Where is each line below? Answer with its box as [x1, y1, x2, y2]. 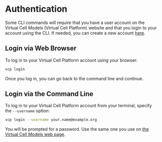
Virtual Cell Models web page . [5, 131, 66, 138]
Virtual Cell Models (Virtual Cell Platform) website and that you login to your [5, 24, 157, 30]
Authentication [5, 3, 67, 15]
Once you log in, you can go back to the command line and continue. [5, 75, 144, 81]
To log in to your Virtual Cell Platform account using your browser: [5, 57, 138, 63]
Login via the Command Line [5, 90, 94, 98]
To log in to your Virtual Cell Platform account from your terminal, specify [5, 103, 152, 109]
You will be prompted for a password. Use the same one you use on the [5, 126, 149, 132]
